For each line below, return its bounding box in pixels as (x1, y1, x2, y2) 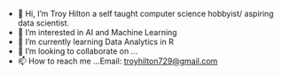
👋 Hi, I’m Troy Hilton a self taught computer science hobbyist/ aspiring (17, 9, 274, 19)
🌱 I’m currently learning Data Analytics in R (17, 36, 175, 47)
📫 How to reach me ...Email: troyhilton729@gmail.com (17, 56, 218, 66)
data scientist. (17, 18, 69, 28)
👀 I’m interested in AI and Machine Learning (17, 27, 177, 37)
